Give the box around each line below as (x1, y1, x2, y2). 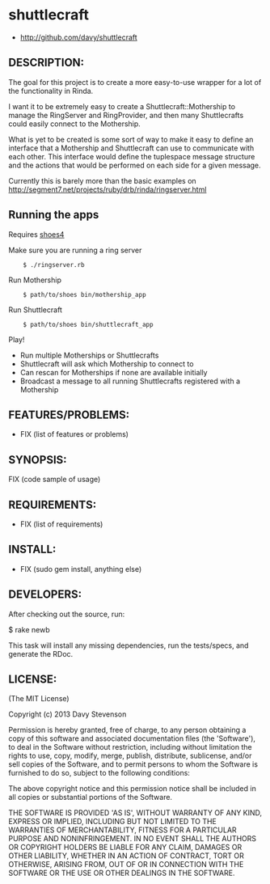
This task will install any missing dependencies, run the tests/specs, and (8, 641, 249, 650)
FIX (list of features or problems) (19, 429, 129, 439)
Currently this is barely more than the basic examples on (8, 176, 196, 185)
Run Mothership (8, 275, 62, 285)
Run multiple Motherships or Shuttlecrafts (19, 350, 159, 360)
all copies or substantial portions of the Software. (8, 793, 172, 802)
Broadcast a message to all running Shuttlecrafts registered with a (19, 376, 241, 386)
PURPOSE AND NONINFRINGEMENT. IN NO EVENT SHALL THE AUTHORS (8, 834, 257, 844)
